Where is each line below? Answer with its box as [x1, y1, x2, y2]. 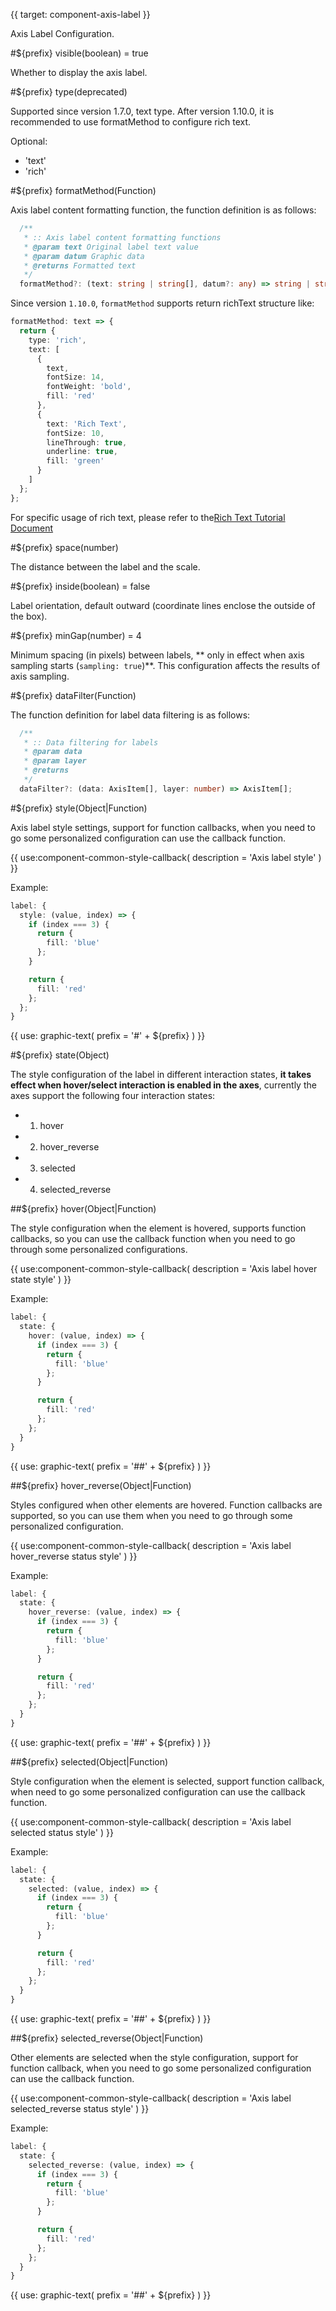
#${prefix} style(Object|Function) [10, 802, 148, 814]
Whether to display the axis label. [10, 67, 148, 78]
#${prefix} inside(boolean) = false [10, 580, 151, 592]
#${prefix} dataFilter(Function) [10, 689, 137, 701]
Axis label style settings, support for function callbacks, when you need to [10, 821, 316, 833]
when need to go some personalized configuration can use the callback [10, 1785, 306, 1798]
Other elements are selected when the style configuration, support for [10, 2052, 299, 2063]
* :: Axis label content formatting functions [23, 232, 222, 243]
